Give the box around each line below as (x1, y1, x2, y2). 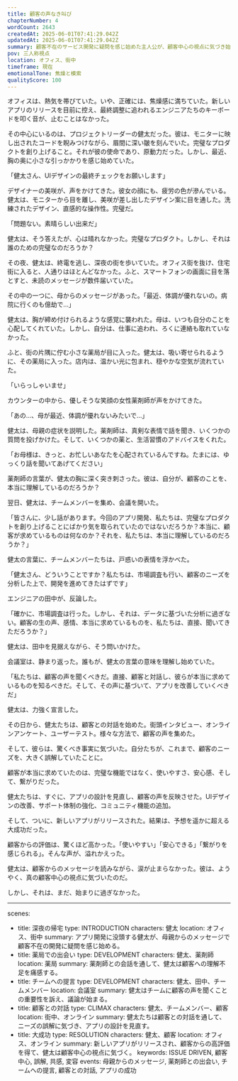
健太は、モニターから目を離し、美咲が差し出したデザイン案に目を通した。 (7, 195, 225, 204)
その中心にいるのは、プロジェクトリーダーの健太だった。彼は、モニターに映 (7, 129, 231, 139)
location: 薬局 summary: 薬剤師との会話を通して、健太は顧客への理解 (17, 959, 220, 968)
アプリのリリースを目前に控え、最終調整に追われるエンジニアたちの (7, 106, 205, 114)
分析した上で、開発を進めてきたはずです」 (7, 579, 132, 588)
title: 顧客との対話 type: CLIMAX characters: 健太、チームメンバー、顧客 (17, 1004, 229, 1013)
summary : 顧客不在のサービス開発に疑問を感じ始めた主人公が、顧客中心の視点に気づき (7, 43, 226, 50)
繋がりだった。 (19, 778, 64, 786)
